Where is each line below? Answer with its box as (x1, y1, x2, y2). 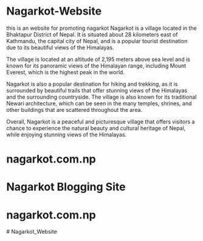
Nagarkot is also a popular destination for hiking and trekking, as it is (6, 80, 178, 88)
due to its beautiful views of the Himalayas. (6, 44, 114, 51)
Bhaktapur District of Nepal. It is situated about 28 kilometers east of (6, 30, 178, 38)
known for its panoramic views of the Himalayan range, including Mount (6, 62, 187, 69)
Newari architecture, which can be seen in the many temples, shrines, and (6, 99, 192, 107)
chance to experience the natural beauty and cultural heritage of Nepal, (6, 124, 186, 131)
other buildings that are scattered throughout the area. (6, 106, 143, 113)
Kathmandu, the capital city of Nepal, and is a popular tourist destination (6, 37, 188, 44)
